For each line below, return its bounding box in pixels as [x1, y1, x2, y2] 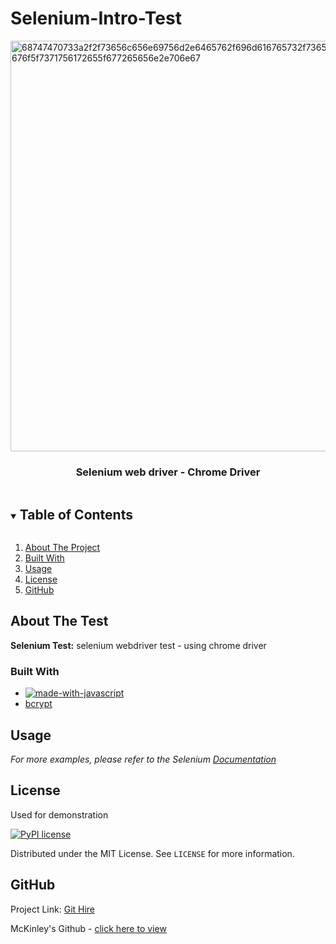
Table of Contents [19, 506, 133, 523]
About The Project [24, 542, 101, 554]
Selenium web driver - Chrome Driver [75, 465, 261, 479]
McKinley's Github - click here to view [10, 922, 167, 934]
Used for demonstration [10, 808, 109, 821]
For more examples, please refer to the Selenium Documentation [10, 753, 277, 765]
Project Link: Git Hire [10, 903, 96, 915]
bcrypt [24, 698, 53, 710]
